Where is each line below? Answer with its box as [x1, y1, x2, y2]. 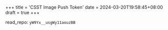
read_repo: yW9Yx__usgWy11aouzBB [5, 19, 76, 25]
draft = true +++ [5, 9, 40, 15]
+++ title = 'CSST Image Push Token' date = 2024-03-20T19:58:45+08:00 [5, 4, 163, 10]
